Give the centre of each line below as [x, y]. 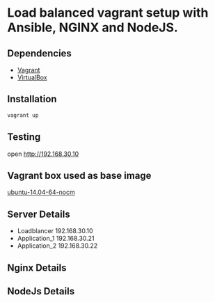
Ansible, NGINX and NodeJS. [93, 27]
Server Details [39, 214]
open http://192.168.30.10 [43, 154]
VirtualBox [32, 77]
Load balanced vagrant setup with [108, 13]
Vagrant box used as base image [79, 175]
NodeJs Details [41, 291]
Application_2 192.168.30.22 [57, 246]
